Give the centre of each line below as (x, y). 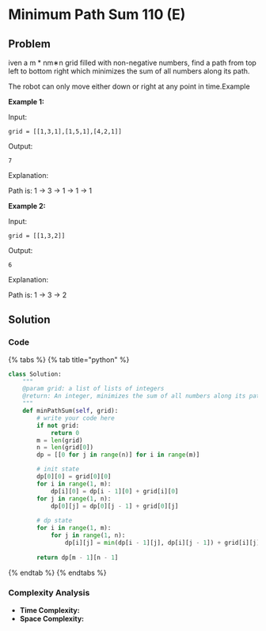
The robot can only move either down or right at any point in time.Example (129, 86)
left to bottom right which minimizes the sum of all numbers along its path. (129, 71)
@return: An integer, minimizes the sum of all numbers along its (134, 396)
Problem (30, 44)
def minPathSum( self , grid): (70, 411)
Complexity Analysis (49, 593)
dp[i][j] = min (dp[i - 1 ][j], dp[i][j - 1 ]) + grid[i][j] (162, 542)
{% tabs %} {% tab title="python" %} (69, 359)
